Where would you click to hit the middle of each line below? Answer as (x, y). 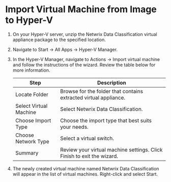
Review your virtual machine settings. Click (111, 149)
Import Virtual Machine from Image (81, 9)
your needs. (75, 127)
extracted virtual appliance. (93, 98)
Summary (27, 153)
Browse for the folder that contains (102, 91)
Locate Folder (32, 94)
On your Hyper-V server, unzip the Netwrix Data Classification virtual (85, 34)
